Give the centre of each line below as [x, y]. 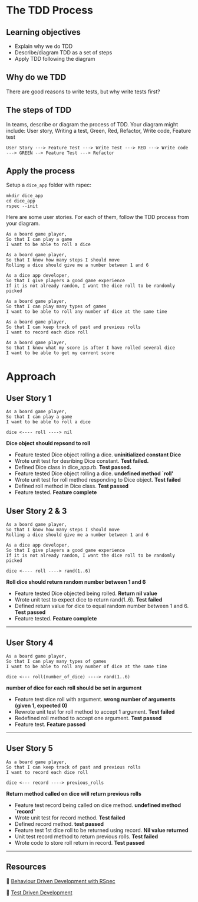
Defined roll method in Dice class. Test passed [71, 486]
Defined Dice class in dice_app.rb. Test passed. [73, 468]
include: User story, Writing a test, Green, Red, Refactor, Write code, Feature [99, 130]
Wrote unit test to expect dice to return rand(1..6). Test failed [88, 600]
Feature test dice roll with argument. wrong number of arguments [95, 700]
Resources [26, 867]
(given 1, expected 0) [41, 705]
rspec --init [22, 206]
